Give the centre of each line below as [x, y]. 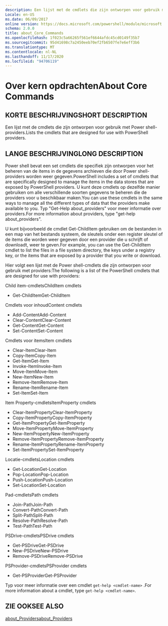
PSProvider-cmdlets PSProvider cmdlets [46, 566]
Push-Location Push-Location [43, 480]
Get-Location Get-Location [39, 469]
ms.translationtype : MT [30, 47]
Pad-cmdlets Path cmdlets [32, 495]
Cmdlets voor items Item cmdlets [38, 341]
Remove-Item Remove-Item [40, 383]
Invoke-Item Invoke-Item [37, 366]
